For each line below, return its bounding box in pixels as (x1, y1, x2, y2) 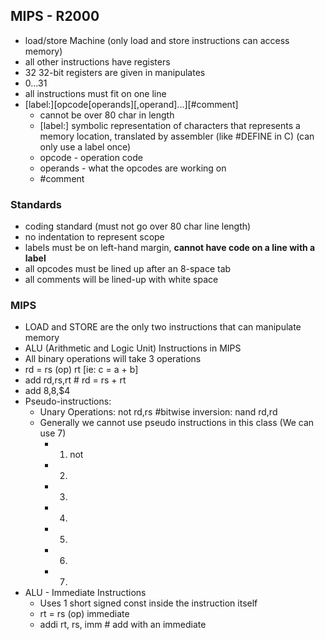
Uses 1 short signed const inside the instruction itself (39, 597, 258, 609)
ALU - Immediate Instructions (24, 587, 147, 599)
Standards (10, 197, 63, 211)
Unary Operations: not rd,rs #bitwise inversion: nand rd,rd (39, 406, 278, 418)
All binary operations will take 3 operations (24, 353, 202, 365)
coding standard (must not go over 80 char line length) (24, 220, 252, 233)
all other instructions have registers (24, 55, 171, 68)
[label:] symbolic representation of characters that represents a (39, 119, 301, 131)
